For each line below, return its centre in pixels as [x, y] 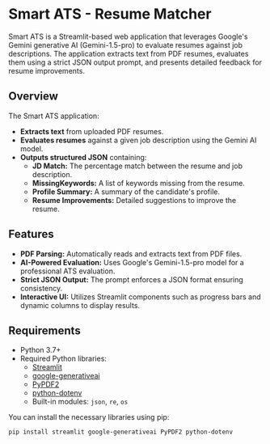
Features [31, 234]
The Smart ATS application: [54, 116]
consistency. [41, 288]
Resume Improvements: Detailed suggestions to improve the [134, 200]
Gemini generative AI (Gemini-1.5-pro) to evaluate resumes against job [126, 44]
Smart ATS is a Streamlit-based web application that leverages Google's [128, 36]
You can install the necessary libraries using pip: [89, 417]
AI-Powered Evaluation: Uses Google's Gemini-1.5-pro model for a [132, 262]
